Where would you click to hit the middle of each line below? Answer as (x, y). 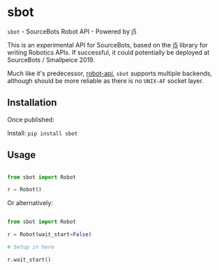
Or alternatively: (30, 203)
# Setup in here (31, 247)
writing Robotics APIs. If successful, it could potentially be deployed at (108, 52)
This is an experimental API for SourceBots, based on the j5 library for (107, 45)
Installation (32, 103)
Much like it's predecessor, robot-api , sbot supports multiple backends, (110, 73)
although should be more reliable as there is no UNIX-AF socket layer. (106, 80)
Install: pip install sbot (43, 133)
